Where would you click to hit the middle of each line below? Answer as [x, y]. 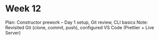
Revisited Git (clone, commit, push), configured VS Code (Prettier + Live [80, 27]
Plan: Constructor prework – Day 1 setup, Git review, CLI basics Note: [77, 22]
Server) [13, 33]
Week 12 [23, 9]
